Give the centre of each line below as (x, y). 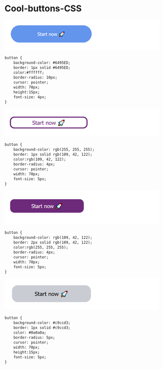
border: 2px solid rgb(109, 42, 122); (53, 242)
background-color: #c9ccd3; (42, 323)
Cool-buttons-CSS (43, 9)
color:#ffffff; (29, 73)
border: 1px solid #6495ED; (42, 68)
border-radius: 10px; (35, 78)
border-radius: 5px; (34, 338)
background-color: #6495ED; (42, 63)
